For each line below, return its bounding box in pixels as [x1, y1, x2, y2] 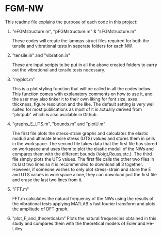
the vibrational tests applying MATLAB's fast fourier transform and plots [12, 201, 156, 206]
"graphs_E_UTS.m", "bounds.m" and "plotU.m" [12, 121, 106, 127]
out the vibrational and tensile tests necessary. [12, 67, 106, 73]
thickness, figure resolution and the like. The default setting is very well [12, 101, 155, 107]
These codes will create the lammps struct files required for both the [12, 37, 149, 44]
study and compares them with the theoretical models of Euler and [12, 220, 146, 226]
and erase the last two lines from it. [12, 177, 83, 183]
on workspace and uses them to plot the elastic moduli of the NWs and [12, 146, 154, 152]
